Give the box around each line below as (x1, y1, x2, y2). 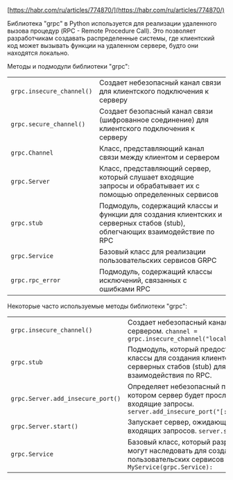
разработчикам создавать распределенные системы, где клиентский (7, 34, 215, 42)
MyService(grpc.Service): (127, 463, 214, 471)
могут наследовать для (127, 446, 207, 455)
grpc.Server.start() (10, 422, 78, 430)
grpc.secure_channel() (10, 121, 85, 128)
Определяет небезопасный (127, 382, 220, 391)
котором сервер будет (127, 391, 205, 400)
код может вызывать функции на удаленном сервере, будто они (7, 42, 199, 49)
